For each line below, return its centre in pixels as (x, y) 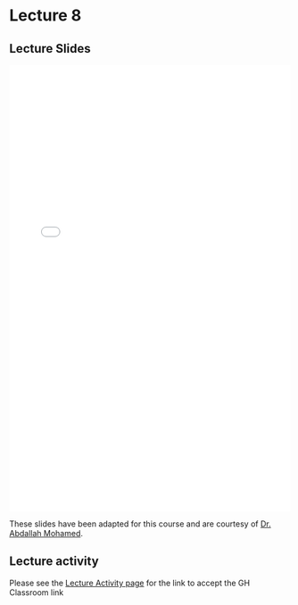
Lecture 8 (46, 16)
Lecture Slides (50, 49)
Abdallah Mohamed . (46, 533)
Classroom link (37, 592)
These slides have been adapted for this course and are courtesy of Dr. (140, 524)
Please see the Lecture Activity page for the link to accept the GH (130, 583)
